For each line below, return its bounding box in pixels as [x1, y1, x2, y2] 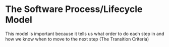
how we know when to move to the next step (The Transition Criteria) [5, 36, 149, 42]
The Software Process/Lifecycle [5, 3, 143, 15]
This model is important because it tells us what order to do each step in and [5, 30, 164, 36]
